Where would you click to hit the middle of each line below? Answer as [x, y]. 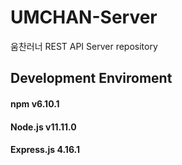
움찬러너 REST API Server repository [84, 46]
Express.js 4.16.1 [45, 150]
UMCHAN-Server [84, 17]
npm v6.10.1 [35, 103]
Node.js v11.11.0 [43, 127]
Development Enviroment [91, 78]
